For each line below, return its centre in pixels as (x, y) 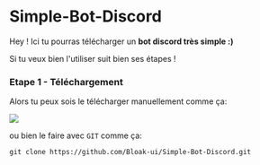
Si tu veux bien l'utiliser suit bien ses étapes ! (93, 58)
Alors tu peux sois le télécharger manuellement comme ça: (118, 101)
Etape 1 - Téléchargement (66, 82)
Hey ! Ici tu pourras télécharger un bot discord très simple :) (121, 41)
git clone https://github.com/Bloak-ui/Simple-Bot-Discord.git (130, 152)
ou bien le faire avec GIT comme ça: (76, 135)
